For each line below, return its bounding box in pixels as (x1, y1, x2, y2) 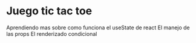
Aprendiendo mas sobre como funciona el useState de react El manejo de (6, 24, 191, 31)
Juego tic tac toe (6, 4, 93, 18)
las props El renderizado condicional (6, 30, 97, 37)
